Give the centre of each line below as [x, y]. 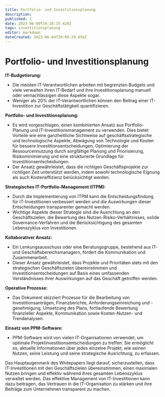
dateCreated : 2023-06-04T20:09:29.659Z [46, 37]
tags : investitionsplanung [33, 28]
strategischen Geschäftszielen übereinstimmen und [65, 268]
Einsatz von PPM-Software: [34, 328]
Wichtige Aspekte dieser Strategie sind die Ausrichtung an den [76, 212]
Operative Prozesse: [26, 288]
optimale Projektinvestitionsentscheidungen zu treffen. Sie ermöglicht [83, 343]
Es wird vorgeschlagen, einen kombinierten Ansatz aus [68, 125]
